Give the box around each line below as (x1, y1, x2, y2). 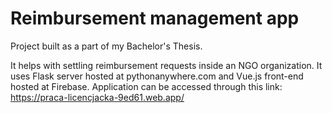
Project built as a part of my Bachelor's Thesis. (10, 40, 203, 52)
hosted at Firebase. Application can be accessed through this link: (10, 80, 283, 92)
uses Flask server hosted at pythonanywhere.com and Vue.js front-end (10, 70, 304, 82)
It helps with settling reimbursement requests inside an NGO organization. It (10, 59, 323, 71)
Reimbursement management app (10, 7, 300, 30)
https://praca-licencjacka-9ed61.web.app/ (10, 91, 185, 103)
